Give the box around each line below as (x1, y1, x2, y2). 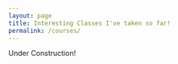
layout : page (8, 11, 52, 20)
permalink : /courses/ (8, 26, 81, 34)
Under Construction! (8, 49, 77, 58)
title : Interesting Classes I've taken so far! (8, 19, 172, 27)
